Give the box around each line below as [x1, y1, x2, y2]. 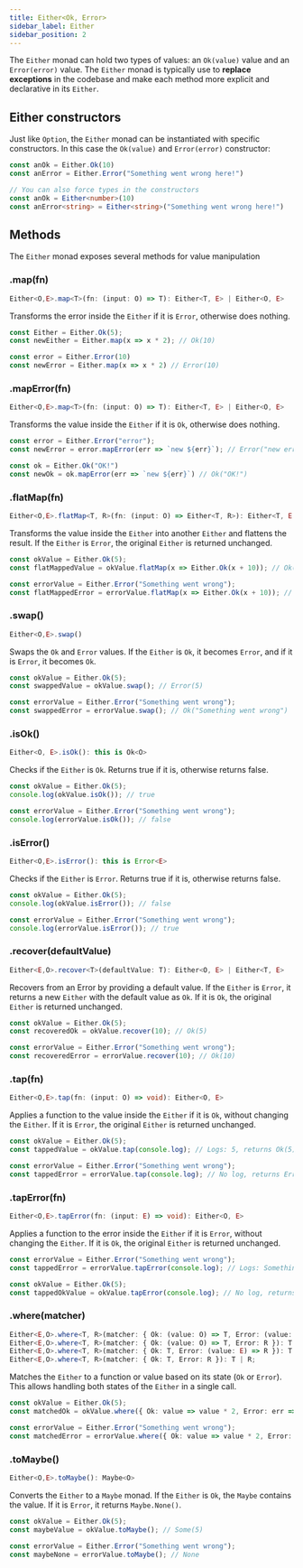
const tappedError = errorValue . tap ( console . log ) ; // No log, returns [9, 1170, 280, 1179]
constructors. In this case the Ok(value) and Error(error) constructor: [9, 144, 271, 154]
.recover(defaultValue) [9, 945, 112, 958]
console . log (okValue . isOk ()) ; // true [9, 791, 155, 800]
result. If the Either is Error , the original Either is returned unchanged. [9, 537, 273, 548]
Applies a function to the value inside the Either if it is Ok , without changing [9, 1109, 289, 1120]
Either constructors [9, 109, 122, 125]
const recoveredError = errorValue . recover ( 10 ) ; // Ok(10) [9, 1052, 236, 1061]
